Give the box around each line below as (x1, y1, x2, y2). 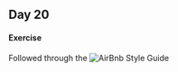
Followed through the (8, 52, 88, 63)
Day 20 (8, 7, 51, 22)
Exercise (8, 31, 42, 43)
